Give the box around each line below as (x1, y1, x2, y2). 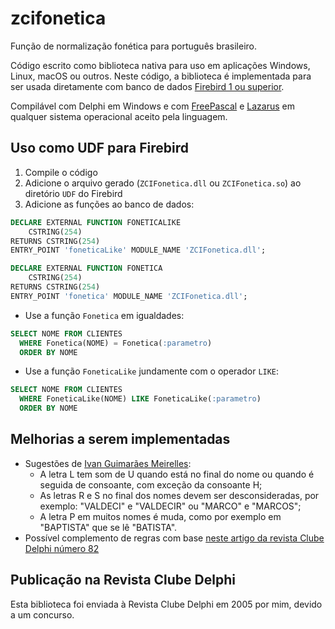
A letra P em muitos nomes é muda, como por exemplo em (39, 510, 282, 522)
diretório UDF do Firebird (24, 187, 123, 199)
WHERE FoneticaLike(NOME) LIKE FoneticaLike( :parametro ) (19, 394, 262, 404)
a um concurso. (10, 608, 75, 621)
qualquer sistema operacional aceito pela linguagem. (10, 110, 228, 122)
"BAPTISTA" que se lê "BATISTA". (39, 521, 178, 533)
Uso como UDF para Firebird (10, 140, 189, 157)
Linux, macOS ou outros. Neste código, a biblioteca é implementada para (10, 70, 312, 82)
